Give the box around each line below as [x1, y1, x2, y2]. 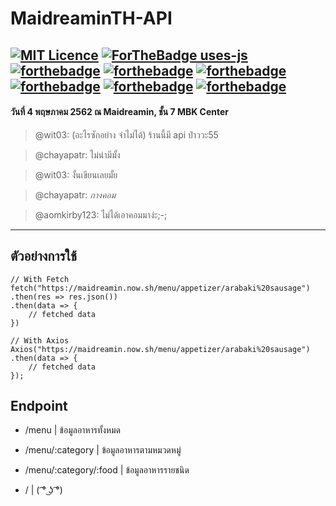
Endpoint [10, 397, 68, 414]
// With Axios [10, 335, 70, 346]
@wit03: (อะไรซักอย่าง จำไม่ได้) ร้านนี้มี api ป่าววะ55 [34, 128, 219, 141]
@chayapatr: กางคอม [34, 188, 117, 201]
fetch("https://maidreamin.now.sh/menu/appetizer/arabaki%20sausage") [10, 283, 311, 293]
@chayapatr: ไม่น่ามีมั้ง [34, 148, 121, 161]
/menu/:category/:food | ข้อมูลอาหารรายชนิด [24, 464, 190, 476]
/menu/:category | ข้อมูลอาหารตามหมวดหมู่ [24, 444, 182, 456]
